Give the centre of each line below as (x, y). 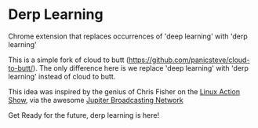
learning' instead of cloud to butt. (62, 76)
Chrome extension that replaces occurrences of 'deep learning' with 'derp (128, 36)
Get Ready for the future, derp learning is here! (84, 115)
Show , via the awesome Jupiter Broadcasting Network (96, 100)
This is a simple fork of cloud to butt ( (69, 60)
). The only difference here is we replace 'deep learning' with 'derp (141, 68)
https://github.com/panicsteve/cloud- (189, 60)
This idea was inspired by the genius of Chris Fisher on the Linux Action (124, 91)
